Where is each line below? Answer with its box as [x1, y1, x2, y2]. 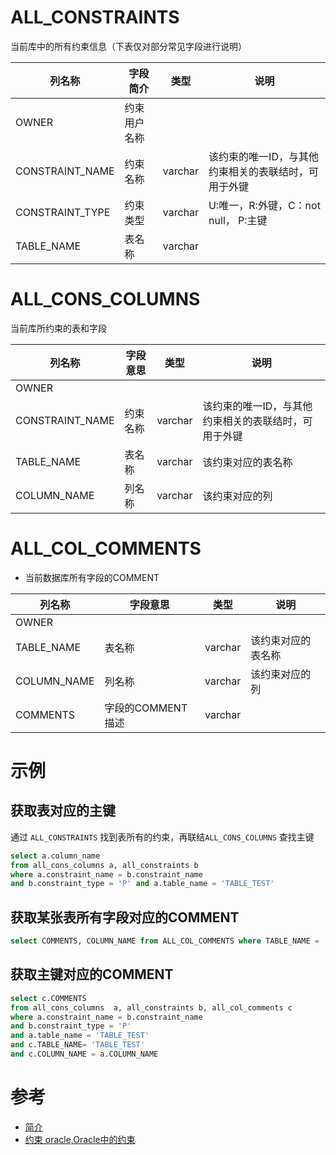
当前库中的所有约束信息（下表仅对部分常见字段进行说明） [10, 40, 247, 52]
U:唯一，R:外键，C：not [208, 198, 321, 212]
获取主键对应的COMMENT [10, 966, 174, 983]
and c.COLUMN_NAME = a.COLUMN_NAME [10, 1049, 159, 1060]
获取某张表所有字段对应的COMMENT [10, 909, 240, 926]
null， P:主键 [208, 213, 268, 227]
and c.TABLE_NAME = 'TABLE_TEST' [10, 1040, 145, 1050]
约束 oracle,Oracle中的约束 [24, 1133, 136, 1145]
